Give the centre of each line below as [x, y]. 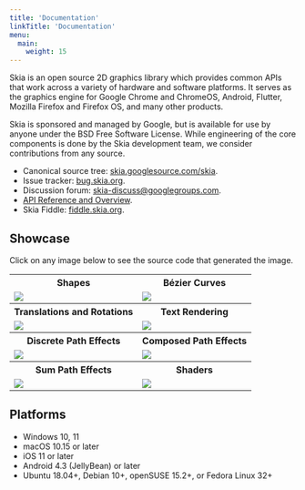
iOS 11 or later [48, 455]
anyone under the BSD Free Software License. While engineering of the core [153, 134]
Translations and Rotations [74, 311]
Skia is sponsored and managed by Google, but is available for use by [140, 125]
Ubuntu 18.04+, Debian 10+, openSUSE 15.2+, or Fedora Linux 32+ [147, 475]
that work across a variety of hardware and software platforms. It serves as [151, 87]
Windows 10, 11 [51, 436]
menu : [20, 35]
